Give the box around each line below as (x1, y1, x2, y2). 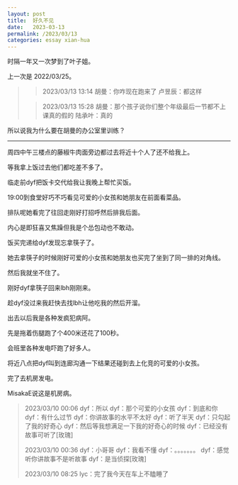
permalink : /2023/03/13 (7, 30, 78, 38)
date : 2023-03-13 (7, 23, 65, 30)
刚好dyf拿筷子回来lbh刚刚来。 (7, 284, 95, 292)
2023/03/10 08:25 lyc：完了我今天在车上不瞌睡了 (24, 469, 169, 479)
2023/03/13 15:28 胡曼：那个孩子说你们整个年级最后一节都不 (42, 102, 220, 111)
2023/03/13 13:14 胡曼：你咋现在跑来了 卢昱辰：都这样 (42, 87, 202, 96)
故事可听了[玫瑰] (24, 430, 74, 440)
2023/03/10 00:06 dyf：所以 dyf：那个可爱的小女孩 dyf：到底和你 (24, 404, 218, 413)
